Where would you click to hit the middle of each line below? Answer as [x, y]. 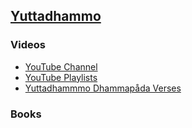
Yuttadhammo [56, 16]
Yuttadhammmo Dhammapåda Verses [103, 88]
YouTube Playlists [61, 77]
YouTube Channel [61, 66]
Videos [28, 45]
